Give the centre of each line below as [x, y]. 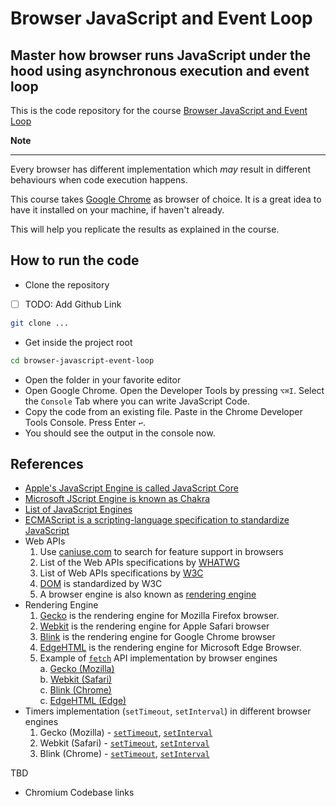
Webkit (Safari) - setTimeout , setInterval [124, 743]
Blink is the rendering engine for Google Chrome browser [157, 637]
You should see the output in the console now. [120, 433]
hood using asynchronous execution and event [160, 70]
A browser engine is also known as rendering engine [148, 594]
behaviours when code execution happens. [99, 180]
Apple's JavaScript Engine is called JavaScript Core [131, 488]
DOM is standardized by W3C [101, 584]
